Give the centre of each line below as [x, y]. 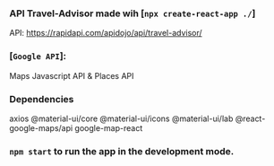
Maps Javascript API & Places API [72, 75]
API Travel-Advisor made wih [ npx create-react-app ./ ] [133, 13]
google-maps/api [41, 127]
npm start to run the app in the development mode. [122, 151]
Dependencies [42, 99]
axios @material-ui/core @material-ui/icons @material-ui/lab [121, 118]
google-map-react [109, 127]
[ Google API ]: [38, 57]
